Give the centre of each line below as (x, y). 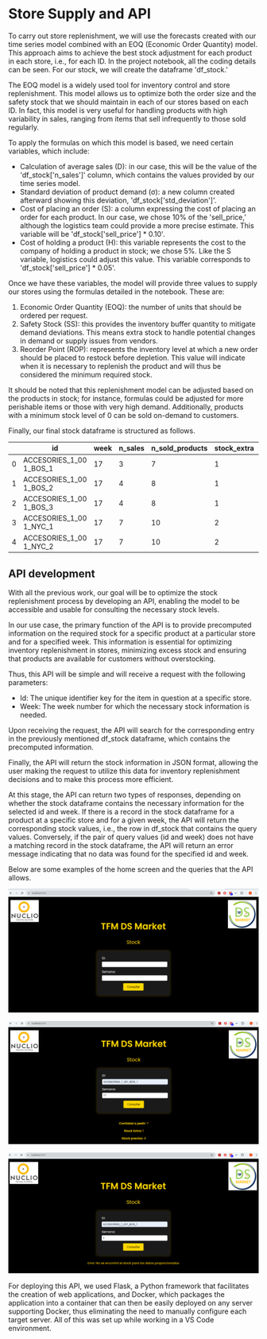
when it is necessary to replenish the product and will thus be (120, 366)
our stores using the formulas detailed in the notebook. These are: (116, 292)
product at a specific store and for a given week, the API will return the (124, 820)
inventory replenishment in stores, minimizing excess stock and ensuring (128, 650)
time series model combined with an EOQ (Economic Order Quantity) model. (133, 44)
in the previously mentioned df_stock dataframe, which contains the (119, 739)
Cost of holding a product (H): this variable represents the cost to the (133, 242)
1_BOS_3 (39, 507)
